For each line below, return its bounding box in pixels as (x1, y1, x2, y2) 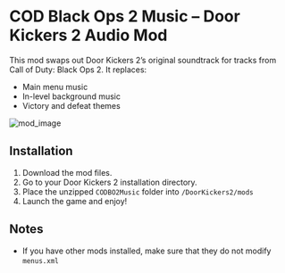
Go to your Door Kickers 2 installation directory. (21, 177, 198, 187)
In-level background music (21, 91, 121, 102)
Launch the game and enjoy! (21, 195, 128, 206)
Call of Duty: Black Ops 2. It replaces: (9, 64, 147, 75)
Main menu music (21, 81, 88, 92)
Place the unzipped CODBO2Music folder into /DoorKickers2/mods (21, 186, 255, 197)
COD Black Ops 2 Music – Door (9, 6, 241, 27)
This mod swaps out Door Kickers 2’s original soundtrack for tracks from (9, 54, 277, 65)
